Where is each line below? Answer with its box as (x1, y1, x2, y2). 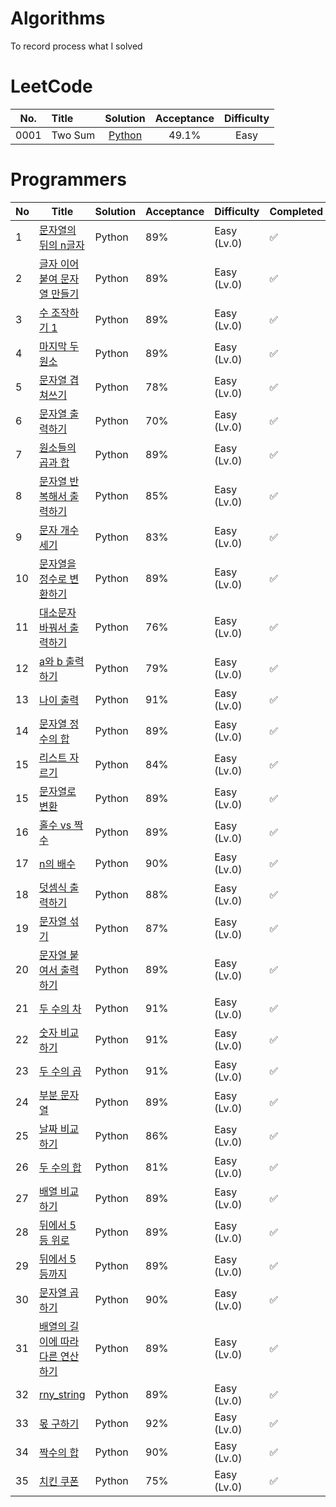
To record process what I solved (10, 40, 143, 52)
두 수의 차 (39, 1002, 82, 1016)
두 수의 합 (39, 1160, 82, 1174)
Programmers (10, 168, 127, 191)
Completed (269, 204, 323, 218)
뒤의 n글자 (39, 238, 85, 252)
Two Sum (51, 128, 96, 142)
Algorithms (10, 7, 106, 30)
